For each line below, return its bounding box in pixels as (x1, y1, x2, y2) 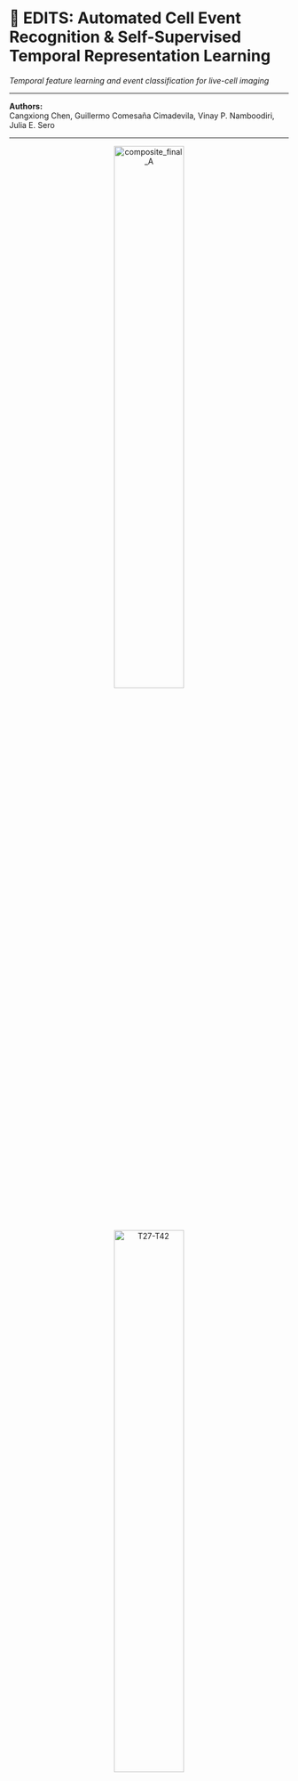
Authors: (9, 101, 43, 111)
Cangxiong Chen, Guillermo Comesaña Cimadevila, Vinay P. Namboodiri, (9, 110, 275, 121)
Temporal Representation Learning (9, 46, 271, 66)
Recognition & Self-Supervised (9, 27, 242, 47)
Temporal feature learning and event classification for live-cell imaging (9, 75, 270, 85)
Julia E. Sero (9, 119, 55, 130)
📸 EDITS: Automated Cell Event (9, 8, 242, 28)
